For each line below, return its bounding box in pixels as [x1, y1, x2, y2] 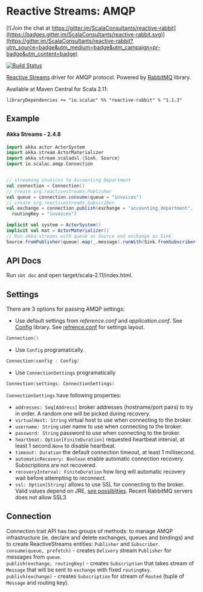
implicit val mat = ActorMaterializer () [6, 227, 110, 234]
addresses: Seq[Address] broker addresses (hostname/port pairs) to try [14, 403, 193, 411]
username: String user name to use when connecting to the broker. [14, 423, 183, 430]
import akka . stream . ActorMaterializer [6, 150, 104, 156]
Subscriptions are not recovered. [14, 461, 97, 468]
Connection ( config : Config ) [6, 358, 80, 365]
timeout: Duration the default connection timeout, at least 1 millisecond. [14, 448, 195, 456]
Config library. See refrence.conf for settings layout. [14, 323, 145, 331]
